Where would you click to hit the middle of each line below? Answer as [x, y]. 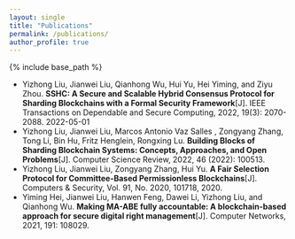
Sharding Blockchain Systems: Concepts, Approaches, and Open [144, 150]
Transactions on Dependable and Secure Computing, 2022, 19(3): [142, 112]
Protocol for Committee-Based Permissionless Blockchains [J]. [140, 179]
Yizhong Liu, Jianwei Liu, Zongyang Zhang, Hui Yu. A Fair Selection [146, 169]
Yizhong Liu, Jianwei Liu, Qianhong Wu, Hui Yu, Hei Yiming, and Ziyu [147, 84]
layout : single [37, 17]
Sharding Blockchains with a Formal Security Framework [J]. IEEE [144, 104]
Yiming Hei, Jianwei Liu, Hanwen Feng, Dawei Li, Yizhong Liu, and [142, 197]
